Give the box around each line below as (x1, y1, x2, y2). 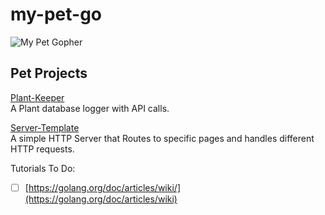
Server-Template (10, 121, 80, 133)
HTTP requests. (10, 143, 75, 155)
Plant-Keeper (10, 91, 65, 103)
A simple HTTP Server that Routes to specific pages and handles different (10, 132, 315, 144)
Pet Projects (10, 65, 88, 82)
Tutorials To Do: (10, 162, 76, 174)
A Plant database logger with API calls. (10, 102, 170, 114)
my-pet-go (10, 3, 103, 26)
